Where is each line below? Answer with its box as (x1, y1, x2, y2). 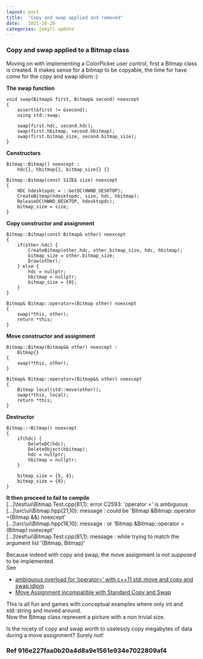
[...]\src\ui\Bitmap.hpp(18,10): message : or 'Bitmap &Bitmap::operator (6, 520, 180, 527)
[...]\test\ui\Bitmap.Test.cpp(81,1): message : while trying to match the (6, 533, 180, 540)
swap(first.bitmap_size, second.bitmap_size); (17, 133, 137, 140)
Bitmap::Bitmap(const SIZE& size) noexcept (6, 177, 118, 183)
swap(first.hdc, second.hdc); (17, 123, 94, 129)
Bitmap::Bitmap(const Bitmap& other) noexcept (6, 231, 126, 237)
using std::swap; (17, 112, 61, 118)
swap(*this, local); (17, 392, 69, 398)
